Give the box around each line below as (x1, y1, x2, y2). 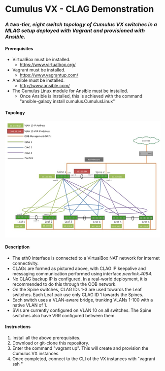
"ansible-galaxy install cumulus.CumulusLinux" (19, 99, 115, 104)
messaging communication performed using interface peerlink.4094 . (12, 270, 153, 276)
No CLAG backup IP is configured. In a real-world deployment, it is (12, 276, 148, 282)
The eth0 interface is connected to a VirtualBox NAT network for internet (12, 255, 160, 261)
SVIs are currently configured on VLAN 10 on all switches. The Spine (12, 307, 152, 313)
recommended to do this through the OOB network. (12, 281, 117, 287)
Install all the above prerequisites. (12, 335, 81, 340)
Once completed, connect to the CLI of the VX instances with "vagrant (12, 356, 156, 362)
